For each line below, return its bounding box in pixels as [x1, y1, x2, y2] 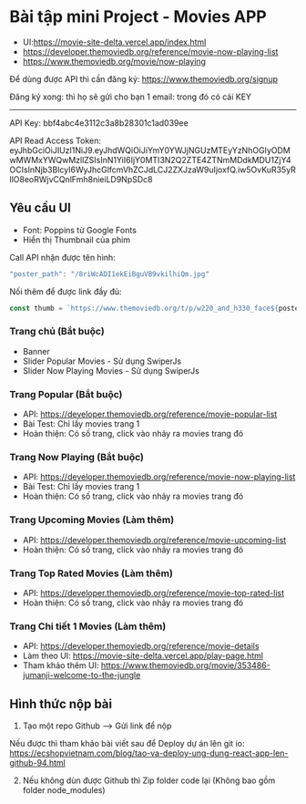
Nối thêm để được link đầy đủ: [9, 285, 122, 297]
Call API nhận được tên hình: [9, 252, 116, 263]
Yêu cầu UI [9, 201, 71, 216]
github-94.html [9, 758, 66, 768]
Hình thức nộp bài [9, 696, 112, 712]
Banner [22, 345, 50, 356]
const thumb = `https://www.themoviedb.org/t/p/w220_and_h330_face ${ [9, 304, 280, 313]
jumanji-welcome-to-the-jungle [22, 670, 141, 681]
